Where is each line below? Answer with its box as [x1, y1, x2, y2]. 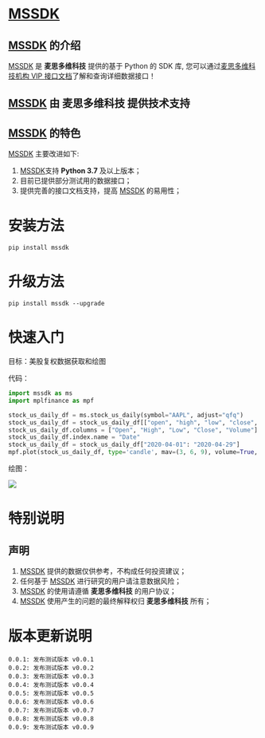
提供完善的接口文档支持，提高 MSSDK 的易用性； [19, 186, 181, 195]
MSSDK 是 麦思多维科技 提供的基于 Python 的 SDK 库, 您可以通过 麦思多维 [8, 61, 249, 70]
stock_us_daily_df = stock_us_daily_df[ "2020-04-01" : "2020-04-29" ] [8, 440, 240, 449]
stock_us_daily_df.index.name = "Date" [8, 433, 141, 441]
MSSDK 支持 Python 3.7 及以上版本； [19, 166, 142, 176]
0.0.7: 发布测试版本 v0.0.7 [8, 706, 94, 714]
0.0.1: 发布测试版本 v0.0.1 [8, 655, 94, 663]
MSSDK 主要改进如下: [8, 149, 80, 159]
